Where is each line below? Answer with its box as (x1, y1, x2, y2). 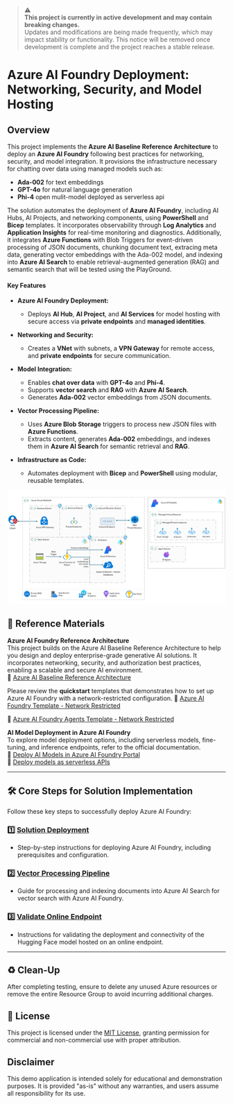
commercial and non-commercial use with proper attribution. (7, 1036, 182, 1044)
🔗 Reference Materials (7, 618, 105, 630)
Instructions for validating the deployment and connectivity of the (17, 930, 205, 939)
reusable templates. (27, 477, 85, 485)
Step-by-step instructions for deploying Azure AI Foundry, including (17, 843, 212, 851)
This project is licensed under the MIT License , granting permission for (7, 1028, 210, 1037)
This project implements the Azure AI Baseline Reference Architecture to (7, 142, 218, 151)
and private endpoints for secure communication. (27, 352, 171, 360)
